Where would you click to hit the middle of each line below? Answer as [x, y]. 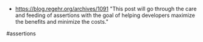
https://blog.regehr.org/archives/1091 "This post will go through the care [106, 9]
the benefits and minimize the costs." [62, 22]
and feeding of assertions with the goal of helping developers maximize [105, 15]
